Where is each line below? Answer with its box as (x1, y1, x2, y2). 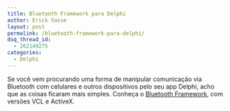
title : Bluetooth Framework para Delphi (7, 10, 127, 17)
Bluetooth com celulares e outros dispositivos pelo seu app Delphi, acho (7, 82, 215, 91)
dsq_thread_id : (7, 36, 52, 43)
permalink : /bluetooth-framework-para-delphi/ (7, 29, 145, 37)
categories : (7, 50, 42, 57)
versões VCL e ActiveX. (7, 97, 75, 105)
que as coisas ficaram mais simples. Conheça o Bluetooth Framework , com (7, 89, 223, 98)
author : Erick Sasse (7, 17, 68, 24)
